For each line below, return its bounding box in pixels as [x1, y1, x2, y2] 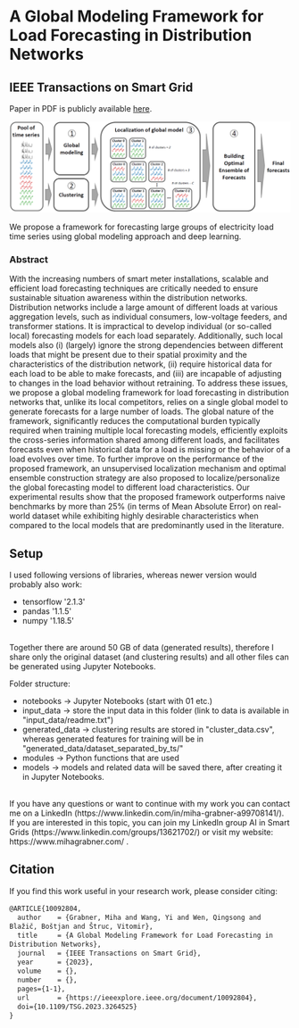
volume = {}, [17, 966, 78, 975]
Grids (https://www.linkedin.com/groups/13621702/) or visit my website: [9, 827, 274, 837]
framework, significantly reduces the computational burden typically [9, 416, 261, 427]
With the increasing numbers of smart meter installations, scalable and [9, 274, 270, 285]
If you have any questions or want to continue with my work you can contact [9, 799, 290, 808]
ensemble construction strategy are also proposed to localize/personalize [9, 473, 280, 484]
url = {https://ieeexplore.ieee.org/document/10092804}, [17, 993, 257, 1002]
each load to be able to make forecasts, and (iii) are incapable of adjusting [9, 369, 283, 379]
